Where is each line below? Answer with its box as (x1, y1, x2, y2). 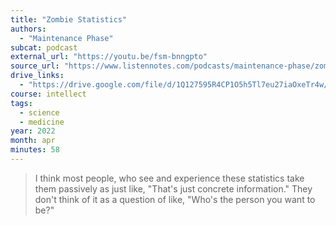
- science (19, 107, 60, 118)
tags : (10, 98, 33, 108)
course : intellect (10, 89, 87, 99)
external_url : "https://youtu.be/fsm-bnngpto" (10, 52, 208, 62)
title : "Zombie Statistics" (10, 14, 128, 25)
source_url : (10, 61, 60, 71)
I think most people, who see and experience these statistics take (34, 172, 305, 184)
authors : (10, 24, 47, 34)
